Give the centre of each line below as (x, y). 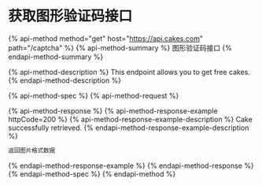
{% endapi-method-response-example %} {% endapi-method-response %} (131, 166)
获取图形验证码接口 (70, 16)
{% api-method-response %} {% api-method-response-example (113, 110)
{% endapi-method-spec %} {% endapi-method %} (92, 173)
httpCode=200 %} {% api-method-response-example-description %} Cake (131, 119)
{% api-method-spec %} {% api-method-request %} (94, 95)
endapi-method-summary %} (56, 57)
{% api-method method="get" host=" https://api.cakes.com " (105, 38)
